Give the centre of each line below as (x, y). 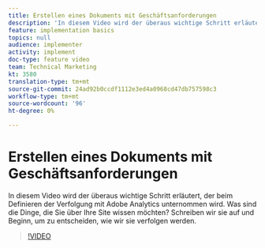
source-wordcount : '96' (47, 103)
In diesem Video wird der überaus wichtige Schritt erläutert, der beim (121, 195)
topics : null (30, 38)
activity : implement (42, 52)
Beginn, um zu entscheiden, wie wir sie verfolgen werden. (103, 220)
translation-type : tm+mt (49, 81)
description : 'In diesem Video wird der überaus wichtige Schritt (119, 23)
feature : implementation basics (61, 30)
